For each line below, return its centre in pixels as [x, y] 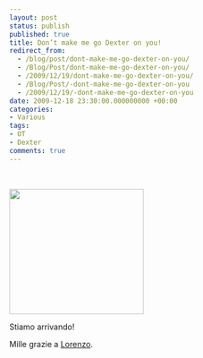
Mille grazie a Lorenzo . [51, 344]
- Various [28, 117]
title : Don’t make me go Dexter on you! [86, 43]
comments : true [38, 150]
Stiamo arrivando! [42, 327]
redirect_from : [38, 51]
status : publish [39, 26]
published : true [39, 34]
